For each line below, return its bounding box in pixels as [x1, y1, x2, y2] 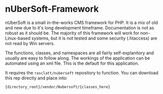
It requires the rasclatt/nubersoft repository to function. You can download [5, 70, 159, 75]
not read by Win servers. [5, 40, 55, 46]
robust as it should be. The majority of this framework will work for [5, 30, 140, 36]
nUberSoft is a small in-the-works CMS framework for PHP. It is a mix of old [5, 20, 158, 25]
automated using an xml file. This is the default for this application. [5, 60, 140, 66]
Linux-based [5, 35, 31, 41]
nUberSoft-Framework [5, 3, 99, 15]
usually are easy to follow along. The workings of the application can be [5, 55, 150, 61]
